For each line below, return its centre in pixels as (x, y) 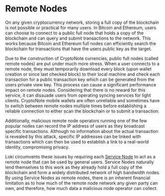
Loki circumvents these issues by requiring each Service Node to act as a (80, 156)
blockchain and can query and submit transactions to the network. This (78, 38)
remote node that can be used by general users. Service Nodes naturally (80, 162)
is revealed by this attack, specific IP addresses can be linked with (73, 136)
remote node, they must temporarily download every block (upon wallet (78, 69)
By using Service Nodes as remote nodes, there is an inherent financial (78, 178)
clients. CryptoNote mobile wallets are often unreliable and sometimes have (82, 100)
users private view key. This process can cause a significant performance (81, 84)
